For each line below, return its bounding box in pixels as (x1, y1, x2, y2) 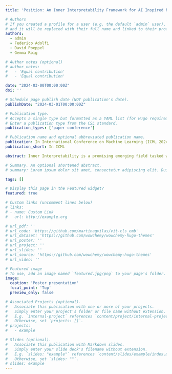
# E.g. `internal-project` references (5, 313, 93, 319)
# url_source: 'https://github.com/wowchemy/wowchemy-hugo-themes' (5, 252, 153, 257)
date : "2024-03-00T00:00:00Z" (5, 83, 70, 88)
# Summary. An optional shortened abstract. (5, 163, 102, 168)
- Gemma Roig (10, 50, 38, 55)
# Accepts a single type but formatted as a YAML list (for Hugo (5, 116, 147, 121)
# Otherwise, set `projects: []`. (5, 319, 83, 324)
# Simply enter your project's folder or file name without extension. (5, 309, 166, 314)
